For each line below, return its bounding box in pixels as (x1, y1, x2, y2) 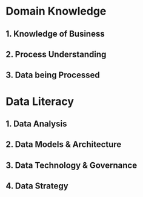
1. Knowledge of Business (5, 29, 105, 39)
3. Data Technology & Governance (5, 160, 138, 170)
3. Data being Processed (5, 70, 101, 81)
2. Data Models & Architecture (5, 139, 122, 150)
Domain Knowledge (5, 4, 107, 18)
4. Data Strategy (5, 181, 68, 192)
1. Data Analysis (5, 118, 67, 129)
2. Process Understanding (5, 49, 107, 59)
